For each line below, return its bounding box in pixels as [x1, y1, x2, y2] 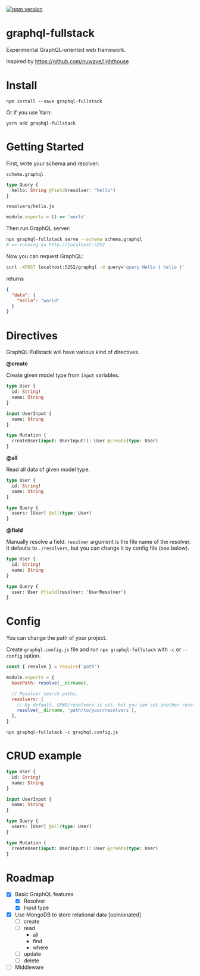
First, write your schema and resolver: [6, 160, 99, 167]
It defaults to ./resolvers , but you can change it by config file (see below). [6, 544, 189, 551]
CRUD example [6, 749, 82, 763]
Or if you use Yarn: [6, 109, 52, 116]
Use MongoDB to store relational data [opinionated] [14, 911, 142, 918]
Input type [23, 904, 49, 912]
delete [23, 957, 40, 964]
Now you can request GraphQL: [6, 253, 84, 260]
